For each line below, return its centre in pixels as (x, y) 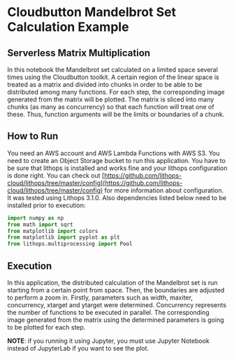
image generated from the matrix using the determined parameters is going (116, 320)
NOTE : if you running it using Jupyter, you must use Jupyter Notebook (108, 341)
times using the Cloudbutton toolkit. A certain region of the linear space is (113, 77)
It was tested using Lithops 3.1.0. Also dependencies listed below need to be (117, 197)
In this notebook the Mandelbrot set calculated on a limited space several (112, 70)
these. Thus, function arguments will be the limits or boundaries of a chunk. (116, 114)
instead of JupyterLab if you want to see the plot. (78, 348)
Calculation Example (68, 27)
